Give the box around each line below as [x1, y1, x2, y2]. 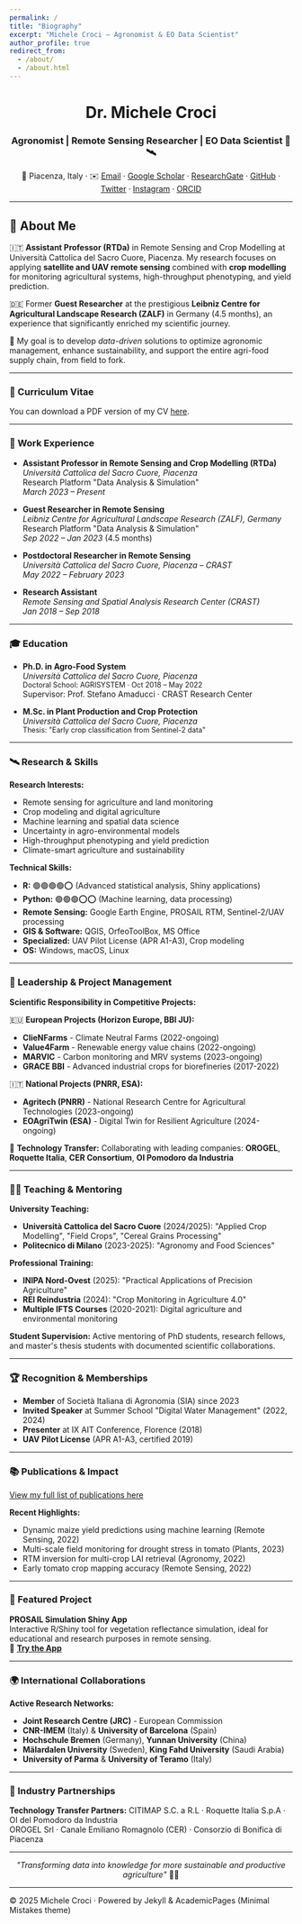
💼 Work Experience [9, 437, 95, 450]
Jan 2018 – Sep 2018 [22, 606, 101, 616]
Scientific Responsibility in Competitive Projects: [9, 997, 196, 1008]
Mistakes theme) [9, 1905, 72, 1916]
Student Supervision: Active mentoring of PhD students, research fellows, [9, 1330, 286, 1341]
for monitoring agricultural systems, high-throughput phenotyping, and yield [9, 271, 292, 282]
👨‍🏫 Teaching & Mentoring [9, 1182, 123, 1195]
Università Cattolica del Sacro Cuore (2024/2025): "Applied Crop [22, 1220, 267, 1231]
